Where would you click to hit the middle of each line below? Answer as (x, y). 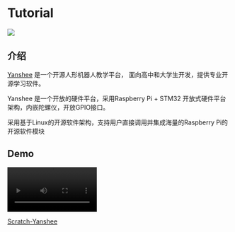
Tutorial (31, 13)
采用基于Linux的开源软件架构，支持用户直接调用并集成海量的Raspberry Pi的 (118, 122)
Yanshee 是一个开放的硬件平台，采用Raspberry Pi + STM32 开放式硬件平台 (117, 98)
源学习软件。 (26, 83)
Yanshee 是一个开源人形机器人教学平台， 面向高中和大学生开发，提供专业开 (118, 74)
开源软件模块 (26, 131)
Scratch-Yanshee (33, 221)
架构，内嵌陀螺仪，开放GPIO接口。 (58, 107)
